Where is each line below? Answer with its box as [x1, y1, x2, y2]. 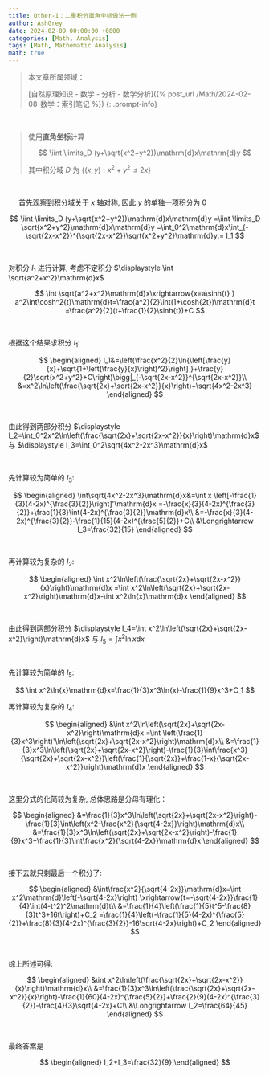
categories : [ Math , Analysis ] [8, 34, 110, 43]
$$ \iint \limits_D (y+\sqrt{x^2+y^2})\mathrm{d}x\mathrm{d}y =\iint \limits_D [9, 214, 261, 223]
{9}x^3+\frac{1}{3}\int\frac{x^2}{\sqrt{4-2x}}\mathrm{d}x [10, 836, 202, 845]
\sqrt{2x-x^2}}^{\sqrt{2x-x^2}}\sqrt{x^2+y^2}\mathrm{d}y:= [25, 231, 225, 240]
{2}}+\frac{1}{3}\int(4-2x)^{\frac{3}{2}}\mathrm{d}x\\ [16, 508, 194, 517]
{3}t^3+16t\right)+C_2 [25, 909, 98, 919]
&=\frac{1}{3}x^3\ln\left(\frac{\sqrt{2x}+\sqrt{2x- [93, 983, 255, 993]
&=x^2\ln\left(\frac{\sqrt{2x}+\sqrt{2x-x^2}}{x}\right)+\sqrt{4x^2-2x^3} [17, 381, 253, 390]
